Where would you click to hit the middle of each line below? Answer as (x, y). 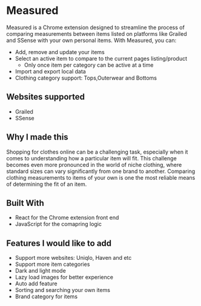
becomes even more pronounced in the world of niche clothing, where (94, 165)
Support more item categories (52, 264)
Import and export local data (50, 71)
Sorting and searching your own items (63, 290)
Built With (25, 203)
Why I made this (37, 137)
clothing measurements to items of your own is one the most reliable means (101, 177)
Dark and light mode (41, 271)
